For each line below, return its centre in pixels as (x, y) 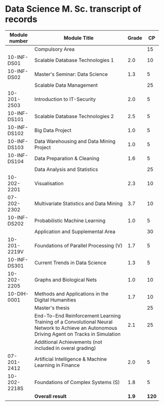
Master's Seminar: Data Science (71, 74)
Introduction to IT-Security (65, 99)
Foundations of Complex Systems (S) (77, 382)
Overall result (51, 396)
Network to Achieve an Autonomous (76, 328)
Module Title (79, 38)
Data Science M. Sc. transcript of (73, 9)
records (21, 19)
